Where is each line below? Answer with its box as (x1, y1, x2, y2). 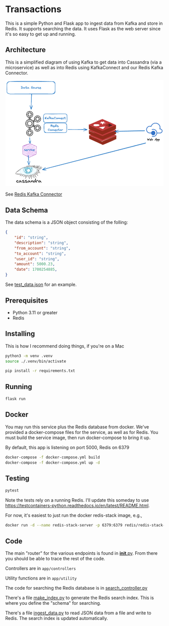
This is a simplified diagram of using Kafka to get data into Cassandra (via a (5, 59, 162, 65)
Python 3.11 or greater (12, 309, 58, 315)
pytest (5, 488, 19, 493)
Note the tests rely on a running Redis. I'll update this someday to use (5, 497, 149, 503)
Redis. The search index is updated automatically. (5, 615, 108, 621)
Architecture (5, 45, 46, 54)
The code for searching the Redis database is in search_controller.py (5, 585, 147, 591)
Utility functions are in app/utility (5, 575, 77, 581)
